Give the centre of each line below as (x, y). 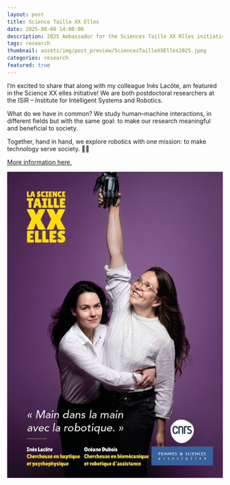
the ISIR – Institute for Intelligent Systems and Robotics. (85, 100)
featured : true (29, 65)
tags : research (29, 44)
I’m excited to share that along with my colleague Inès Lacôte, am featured (112, 85)
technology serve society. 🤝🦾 (49, 148)
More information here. (39, 162)
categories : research (38, 58)
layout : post (26, 14)
